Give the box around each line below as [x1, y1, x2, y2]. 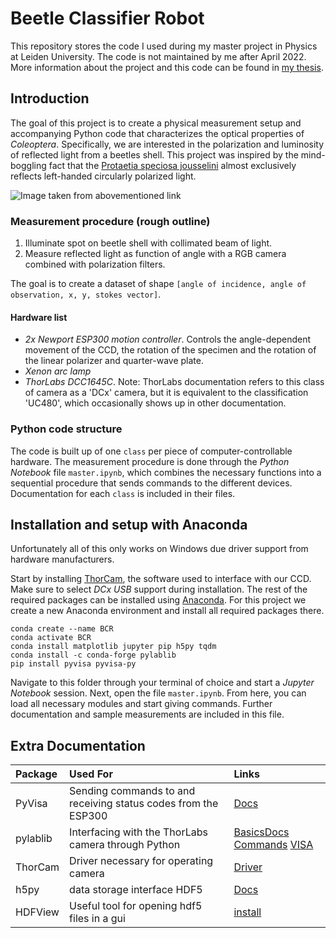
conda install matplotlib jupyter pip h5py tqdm [10, 642, 217, 652]
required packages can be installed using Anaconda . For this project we [10, 594, 307, 606]
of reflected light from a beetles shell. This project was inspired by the [10, 148, 299, 161]
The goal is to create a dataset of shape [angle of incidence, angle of [10, 278, 307, 290]
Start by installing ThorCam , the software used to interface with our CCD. [10, 573, 312, 585]
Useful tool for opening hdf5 [69, 899, 203, 913]
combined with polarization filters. [24, 258, 166, 271]
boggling [10, 159, 47, 171]
